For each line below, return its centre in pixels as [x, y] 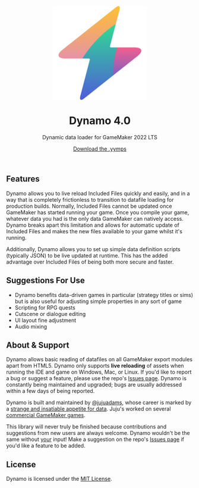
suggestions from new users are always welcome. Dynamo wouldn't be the [98, 433]
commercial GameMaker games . [46, 415]
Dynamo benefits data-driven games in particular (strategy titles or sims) [104, 295]
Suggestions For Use [45, 281]
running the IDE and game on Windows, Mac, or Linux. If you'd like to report [99, 372]
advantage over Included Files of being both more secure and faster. [90, 262]
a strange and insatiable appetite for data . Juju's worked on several [89, 409]
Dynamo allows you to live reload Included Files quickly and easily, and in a [98, 193]
